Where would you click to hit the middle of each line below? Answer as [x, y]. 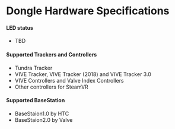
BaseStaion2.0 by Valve [44, 119]
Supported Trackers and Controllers [52, 54]
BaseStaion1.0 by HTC [42, 114]
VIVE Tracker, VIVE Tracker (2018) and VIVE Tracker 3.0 [83, 74]
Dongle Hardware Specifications [88, 11]
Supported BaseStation [36, 100]
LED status [20, 27]
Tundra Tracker [34, 68]
